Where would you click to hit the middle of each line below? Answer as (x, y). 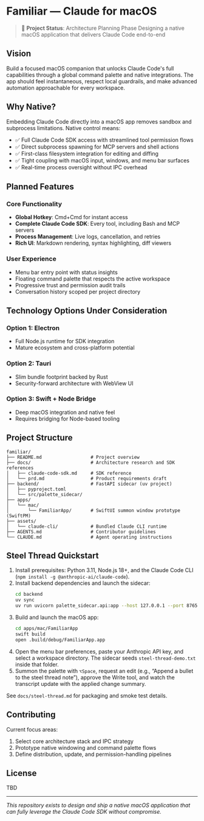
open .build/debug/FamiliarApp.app (60, 640)
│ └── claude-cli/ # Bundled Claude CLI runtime (87, 526)
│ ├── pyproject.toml (36, 489)
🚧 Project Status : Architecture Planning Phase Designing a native (103, 28)
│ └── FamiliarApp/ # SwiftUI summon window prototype (93, 510)
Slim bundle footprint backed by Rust (61, 377)
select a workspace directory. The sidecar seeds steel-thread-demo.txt (105, 658)
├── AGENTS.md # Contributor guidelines (81, 532)
